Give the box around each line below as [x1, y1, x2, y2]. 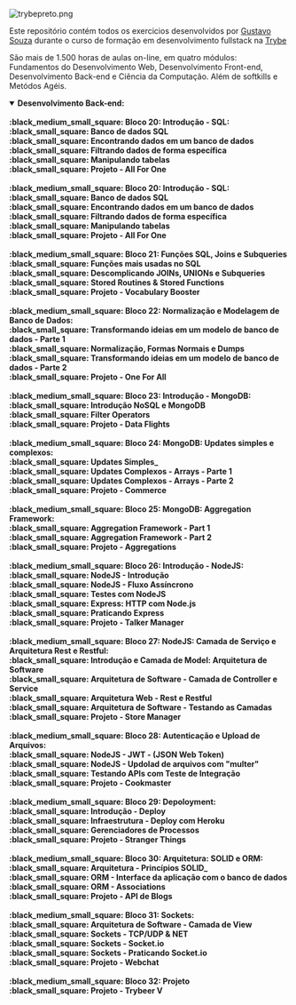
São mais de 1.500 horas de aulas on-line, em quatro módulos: [9, 52, 238, 62]
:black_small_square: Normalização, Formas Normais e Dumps [9, 343, 245, 354]
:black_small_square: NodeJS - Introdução [9, 570, 170, 580]
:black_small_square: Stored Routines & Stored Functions [9, 277, 224, 288]
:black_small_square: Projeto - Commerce [9, 485, 167, 495]
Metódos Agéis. [9, 81, 67, 91]
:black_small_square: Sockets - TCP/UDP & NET [9, 929, 189, 939]
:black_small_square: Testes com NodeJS [9, 589, 167, 599]
